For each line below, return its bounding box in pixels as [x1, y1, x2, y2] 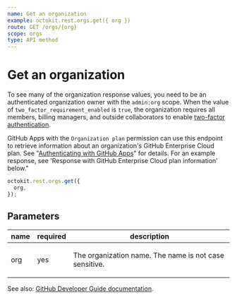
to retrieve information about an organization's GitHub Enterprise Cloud [7, 142, 215, 150]
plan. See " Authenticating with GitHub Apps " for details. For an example [7, 149, 216, 157]
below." [7, 164, 30, 173]
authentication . [7, 121, 51, 129]
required [37, 231, 67, 241]
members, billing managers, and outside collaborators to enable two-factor [7, 113, 226, 121]
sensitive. [73, 259, 105, 269]
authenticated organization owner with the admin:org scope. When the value [7, 98, 229, 107]
